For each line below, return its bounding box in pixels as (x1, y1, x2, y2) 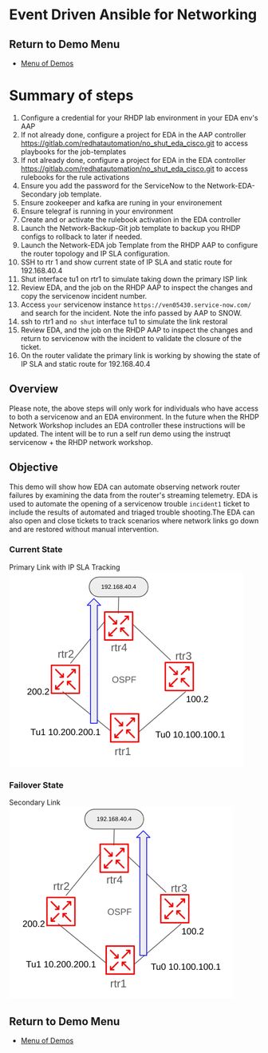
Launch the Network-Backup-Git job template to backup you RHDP (20, 223, 241, 232)
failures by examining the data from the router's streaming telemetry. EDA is (9, 490, 258, 500)
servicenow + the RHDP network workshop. (9, 437, 154, 447)
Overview (9, 382, 59, 396)
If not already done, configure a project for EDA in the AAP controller (20, 129, 246, 139)
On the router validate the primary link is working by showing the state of (20, 350, 261, 360)
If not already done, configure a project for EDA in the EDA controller (20, 155, 246, 165)
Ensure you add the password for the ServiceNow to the (20, 181, 206, 190)
